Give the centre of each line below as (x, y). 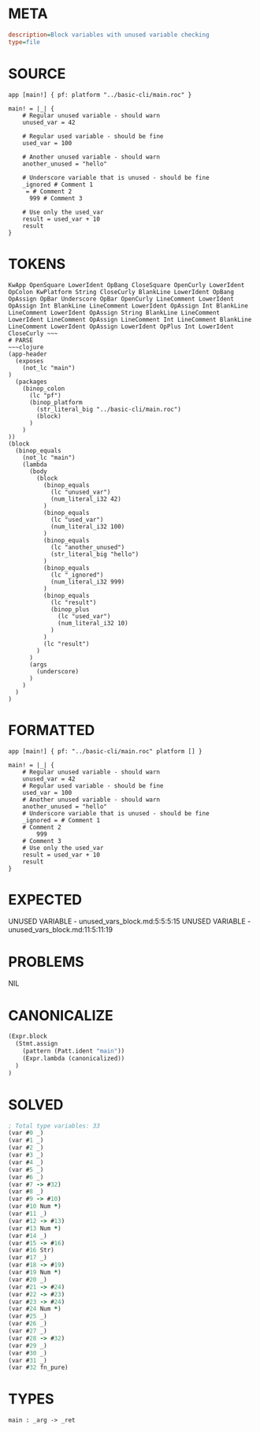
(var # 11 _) (28, 1214)
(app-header (28, 354)
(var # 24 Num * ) (35, 1309)
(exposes (30, 361)
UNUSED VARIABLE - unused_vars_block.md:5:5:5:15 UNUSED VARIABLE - (130, 921)
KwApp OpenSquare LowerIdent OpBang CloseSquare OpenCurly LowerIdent (126, 285)
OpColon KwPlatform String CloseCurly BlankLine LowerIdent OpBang (121, 292)
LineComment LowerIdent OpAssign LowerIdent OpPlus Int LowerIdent (121, 326)
